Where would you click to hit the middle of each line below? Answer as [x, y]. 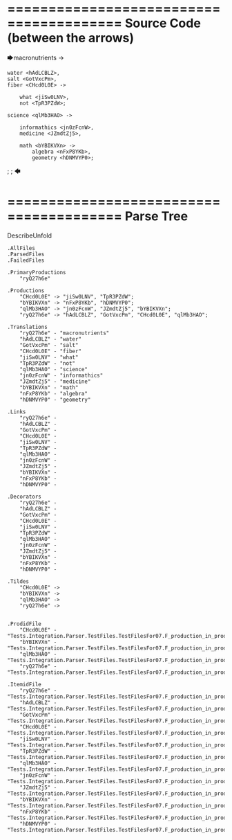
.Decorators [24, 497]
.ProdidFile [24, 624]
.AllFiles [21, 248]
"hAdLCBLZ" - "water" [50, 339]
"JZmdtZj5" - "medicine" [55, 382]
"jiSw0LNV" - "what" [49, 357]
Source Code [163, 23]
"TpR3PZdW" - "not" [48, 363]
